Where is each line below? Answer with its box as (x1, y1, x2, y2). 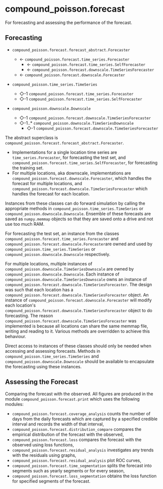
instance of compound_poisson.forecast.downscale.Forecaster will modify (5, 297, 152, 303)
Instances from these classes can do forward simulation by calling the (5, 200, 145, 206)
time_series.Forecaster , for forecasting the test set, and (12, 154, 126, 160)
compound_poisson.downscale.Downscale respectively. (5, 251, 110, 257)
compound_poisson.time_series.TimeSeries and (5, 353, 99, 359)
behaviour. (5, 333, 27, 339)
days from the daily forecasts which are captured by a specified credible (12, 416, 158, 422)
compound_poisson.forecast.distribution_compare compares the (12, 426, 142, 432)
